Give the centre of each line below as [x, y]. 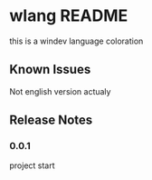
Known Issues [50, 70]
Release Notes [51, 120]
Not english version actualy [60, 91]
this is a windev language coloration [76, 41]
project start [33, 165]
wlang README [69, 16]
